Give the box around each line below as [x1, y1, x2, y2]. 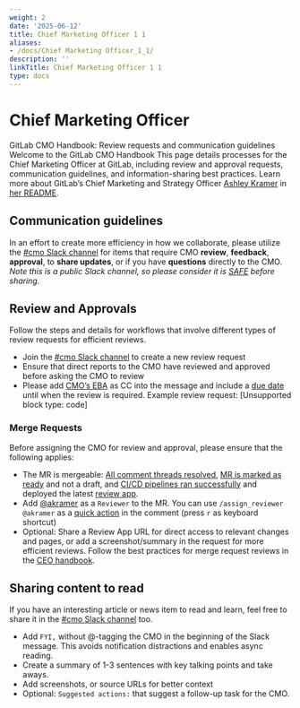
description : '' [9, 55, 70, 64]
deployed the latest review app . [21, 488, 139, 498]
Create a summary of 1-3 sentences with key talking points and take [21, 660, 273, 670]
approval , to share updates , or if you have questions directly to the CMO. [9, 256, 283, 267]
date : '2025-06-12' [9, 22, 82, 30]
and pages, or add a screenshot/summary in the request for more [21, 535, 264, 547]
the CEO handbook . [21, 555, 96, 566]
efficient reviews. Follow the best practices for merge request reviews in [21, 545, 289, 556]
